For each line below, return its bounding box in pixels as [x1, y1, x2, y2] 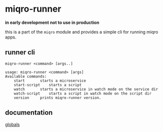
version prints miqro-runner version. [14, 95, 102, 100]
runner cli [5, 48, 35, 57]
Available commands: [5, 74, 47, 79]
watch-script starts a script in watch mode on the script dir [14, 91, 152, 96]
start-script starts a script [14, 82, 82, 87]
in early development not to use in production [5, 19, 100, 25]
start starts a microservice [14, 78, 86, 83]
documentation [5, 109, 53, 117]
